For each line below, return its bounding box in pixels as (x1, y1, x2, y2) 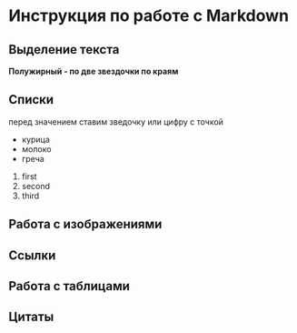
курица (21, 134, 51, 145)
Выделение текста (8, 42, 120, 57)
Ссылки (8, 247, 56, 263)
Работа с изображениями (8, 217, 163, 232)
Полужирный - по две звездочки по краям (8, 66, 179, 76)
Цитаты (8, 309, 54, 325)
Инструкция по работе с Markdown (8, 5, 290, 26)
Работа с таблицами (8, 278, 131, 294)
